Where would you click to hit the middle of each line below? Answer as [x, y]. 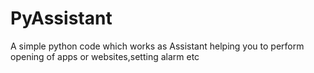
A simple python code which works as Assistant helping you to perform [157, 46]
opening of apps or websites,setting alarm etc [105, 56]
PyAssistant [61, 18]
